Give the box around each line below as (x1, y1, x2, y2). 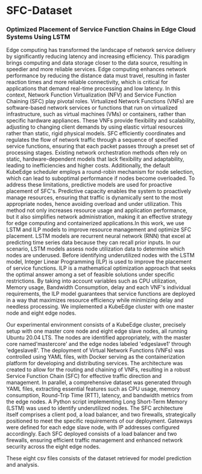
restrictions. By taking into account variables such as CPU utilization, (6, 277, 177, 284)
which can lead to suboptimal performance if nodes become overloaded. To (6, 175, 195, 182)
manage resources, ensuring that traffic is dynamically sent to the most (6, 194, 183, 201)
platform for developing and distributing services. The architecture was (6, 360, 183, 367)
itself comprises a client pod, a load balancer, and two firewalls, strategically (6, 411, 196, 418)
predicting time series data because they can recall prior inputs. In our (6, 239, 181, 246)
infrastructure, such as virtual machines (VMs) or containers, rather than (6, 110, 186, 118)
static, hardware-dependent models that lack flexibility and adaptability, (6, 155, 185, 163)
